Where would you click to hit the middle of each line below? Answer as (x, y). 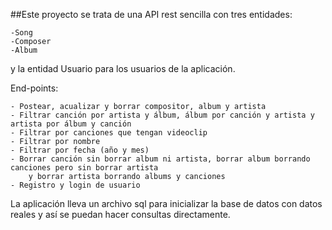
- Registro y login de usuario (75, 185)
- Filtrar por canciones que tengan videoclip (109, 133)
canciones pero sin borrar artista (84, 168)
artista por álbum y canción (71, 124)
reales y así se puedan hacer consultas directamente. (120, 214)
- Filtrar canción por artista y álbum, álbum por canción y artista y (162, 115)
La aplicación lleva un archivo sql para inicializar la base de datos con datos (166, 203)
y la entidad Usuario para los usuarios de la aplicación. (123, 68)
